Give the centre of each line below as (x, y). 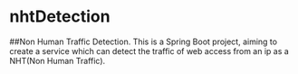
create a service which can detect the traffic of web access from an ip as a (149, 51)
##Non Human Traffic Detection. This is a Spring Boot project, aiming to (144, 42)
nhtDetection (60, 17)
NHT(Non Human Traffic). (58, 60)
